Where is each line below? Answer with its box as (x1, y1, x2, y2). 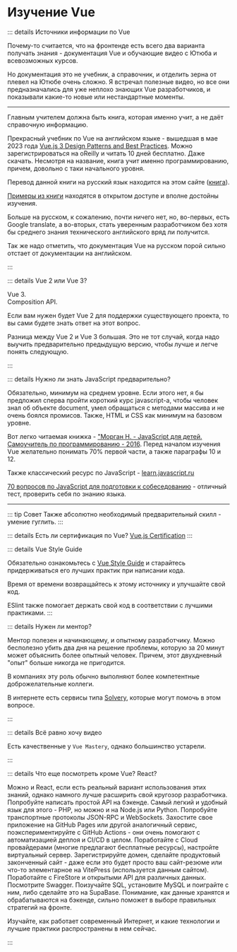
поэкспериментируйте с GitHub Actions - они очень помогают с (7, 828, 201, 836)
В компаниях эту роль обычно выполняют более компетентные (7, 672, 200, 681)
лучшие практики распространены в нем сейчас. (7, 924, 157, 933)
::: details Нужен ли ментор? (7, 622, 92, 630)
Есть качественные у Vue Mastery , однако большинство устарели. (7, 741, 207, 750)
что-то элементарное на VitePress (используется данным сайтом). (7, 865, 209, 874)
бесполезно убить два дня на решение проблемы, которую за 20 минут (7, 643, 225, 652)
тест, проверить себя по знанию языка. (7, 489, 127, 498)
